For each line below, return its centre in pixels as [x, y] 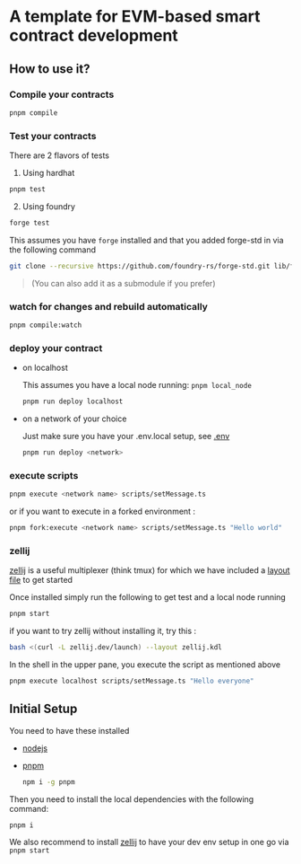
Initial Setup [43, 709]
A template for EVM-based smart [135, 17]
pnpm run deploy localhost [73, 401]
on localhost [45, 368]
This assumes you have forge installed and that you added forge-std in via [146, 240]
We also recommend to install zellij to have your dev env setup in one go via [149, 842]
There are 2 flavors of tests [60, 155]
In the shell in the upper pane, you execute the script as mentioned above [145, 664]
